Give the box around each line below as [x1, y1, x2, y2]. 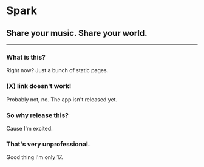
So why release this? [6, 111, 69, 119]
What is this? [6, 53, 46, 61]
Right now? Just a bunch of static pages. [6, 67, 109, 74]
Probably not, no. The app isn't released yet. [6, 95, 117, 103]
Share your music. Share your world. [6, 28, 148, 38]
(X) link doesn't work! [6, 82, 72, 90]
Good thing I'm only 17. [6, 154, 63, 161]
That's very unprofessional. [6, 140, 90, 148]
